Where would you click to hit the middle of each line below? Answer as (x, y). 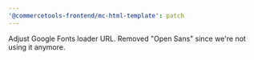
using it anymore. (37, 47)
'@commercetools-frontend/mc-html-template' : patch (96, 16)
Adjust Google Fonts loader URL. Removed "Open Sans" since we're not (127, 38)
